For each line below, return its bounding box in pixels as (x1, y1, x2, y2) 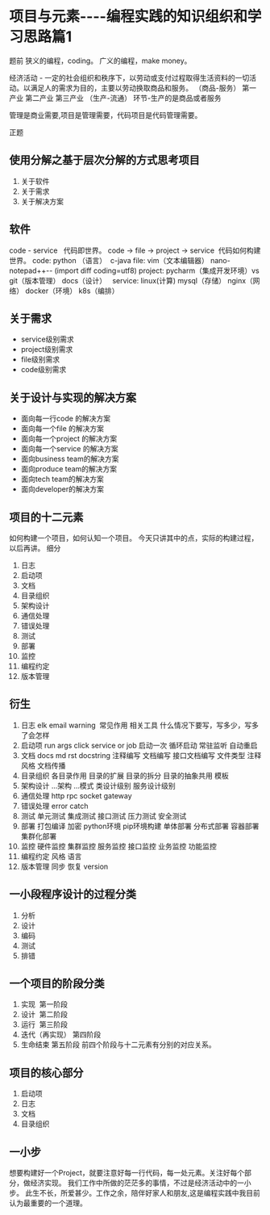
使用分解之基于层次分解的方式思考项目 (9, 153, 200, 167)
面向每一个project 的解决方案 (20, 434, 118, 444)
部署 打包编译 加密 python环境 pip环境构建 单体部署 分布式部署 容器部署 (20, 821, 260, 831)
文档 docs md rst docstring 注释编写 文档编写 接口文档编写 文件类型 (20, 750, 246, 760)
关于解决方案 (20, 196, 64, 206)
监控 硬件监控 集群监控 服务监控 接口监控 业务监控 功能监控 (20, 841, 217, 851)
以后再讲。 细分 (9, 543, 61, 553)
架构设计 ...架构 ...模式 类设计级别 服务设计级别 (20, 781, 176, 790)
